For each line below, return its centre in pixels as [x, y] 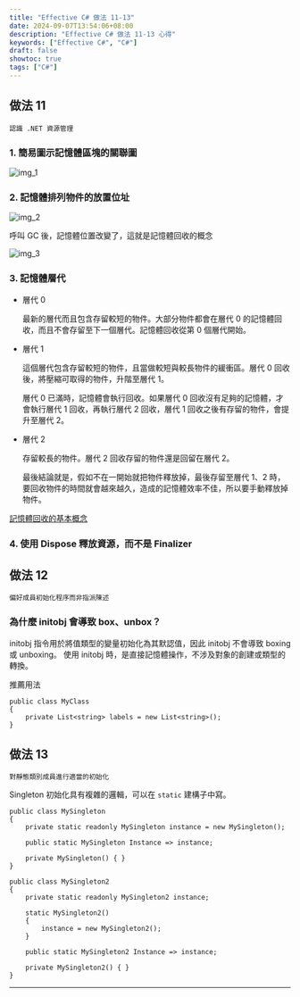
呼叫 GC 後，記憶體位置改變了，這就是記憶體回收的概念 [111, 236]
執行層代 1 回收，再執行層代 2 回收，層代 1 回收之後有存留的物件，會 [156, 409]
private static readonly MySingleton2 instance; [117, 898]
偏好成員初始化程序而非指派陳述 [59, 598]
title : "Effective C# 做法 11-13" [72, 17]
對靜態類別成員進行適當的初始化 [59, 777]
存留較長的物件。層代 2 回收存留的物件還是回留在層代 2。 [128, 458]
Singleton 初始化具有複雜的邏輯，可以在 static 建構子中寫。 [120, 794]
